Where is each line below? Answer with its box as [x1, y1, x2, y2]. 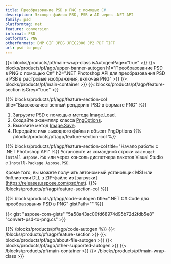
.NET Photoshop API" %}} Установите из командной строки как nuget [5, 148, 155, 154]
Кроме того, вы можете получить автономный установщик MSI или [5, 169, 153, 175]
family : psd [5, 17, 31, 22]
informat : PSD [5, 31, 36, 36]
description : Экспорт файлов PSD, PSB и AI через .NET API [5, 12, 134, 17]
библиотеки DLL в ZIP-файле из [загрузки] [5, 174, 97, 181]
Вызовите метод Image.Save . [12, 122, 76, 128]
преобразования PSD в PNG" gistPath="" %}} [5, 201, 104, 207]
